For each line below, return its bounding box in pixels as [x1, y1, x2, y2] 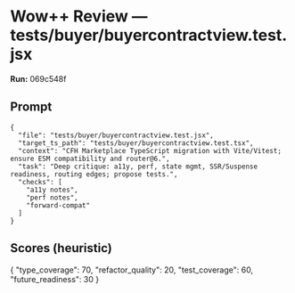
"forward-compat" [26, 200, 91, 210]
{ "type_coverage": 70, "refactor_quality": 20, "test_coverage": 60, [10, 265, 253, 275]
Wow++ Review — [10, 6, 148, 27]
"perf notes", [26, 193, 78, 202]
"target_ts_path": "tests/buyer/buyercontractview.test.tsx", [18, 138, 254, 148]
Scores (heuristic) [10, 240, 112, 256]
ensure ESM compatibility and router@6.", [10, 154, 170, 163]
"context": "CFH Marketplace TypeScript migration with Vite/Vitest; [18, 146, 282, 155]
